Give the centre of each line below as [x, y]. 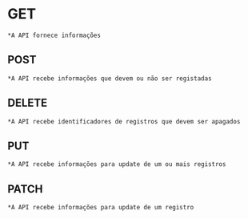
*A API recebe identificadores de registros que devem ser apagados [124, 121]
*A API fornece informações [54, 35]
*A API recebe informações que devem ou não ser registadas [110, 78]
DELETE [28, 103]
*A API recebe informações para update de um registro [101, 208]
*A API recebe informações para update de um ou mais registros [117, 164]
